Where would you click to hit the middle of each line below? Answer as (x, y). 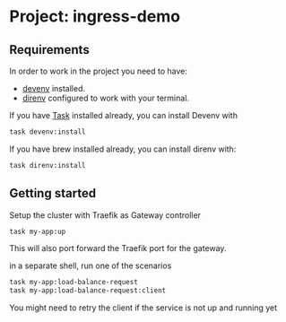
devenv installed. (54, 88)
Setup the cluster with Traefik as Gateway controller (105, 215)
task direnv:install (48, 165)
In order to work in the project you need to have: (99, 71)
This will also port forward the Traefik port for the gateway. (118, 248)
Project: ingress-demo (95, 17)
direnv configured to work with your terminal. (106, 98)
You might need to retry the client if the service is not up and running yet (143, 308)
